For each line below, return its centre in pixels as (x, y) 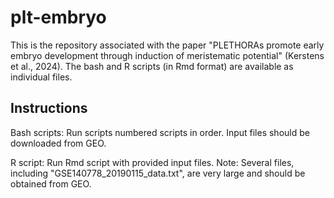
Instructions (49, 108)
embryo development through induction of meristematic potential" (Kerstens (167, 55)
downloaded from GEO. (58, 143)
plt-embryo (58, 17)
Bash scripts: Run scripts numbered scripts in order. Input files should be (160, 132)
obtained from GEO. (51, 183)
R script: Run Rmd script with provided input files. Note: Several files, (152, 162)
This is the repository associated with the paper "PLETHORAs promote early (167, 45)
